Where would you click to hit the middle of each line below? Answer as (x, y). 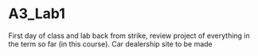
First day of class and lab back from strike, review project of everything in (129, 35)
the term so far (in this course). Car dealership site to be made (110, 43)
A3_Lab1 (37, 14)
